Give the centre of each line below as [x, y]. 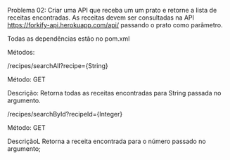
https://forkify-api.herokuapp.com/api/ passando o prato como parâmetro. [115, 25]
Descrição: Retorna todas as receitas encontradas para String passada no [114, 93]
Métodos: [21, 52]
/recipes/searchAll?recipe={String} [58, 66]
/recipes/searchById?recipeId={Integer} [65, 114]
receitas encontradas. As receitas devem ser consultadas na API [101, 18]
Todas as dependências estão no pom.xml [69, 39]
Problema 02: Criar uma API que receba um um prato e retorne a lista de [112, 10]
